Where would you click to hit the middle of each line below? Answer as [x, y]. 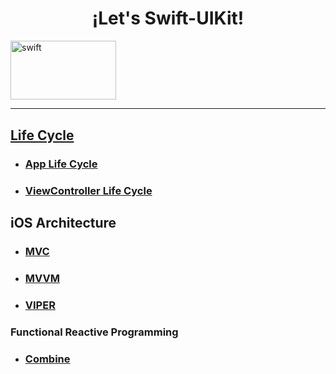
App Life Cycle [61, 164]
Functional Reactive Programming [94, 332]
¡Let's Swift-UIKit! [168, 18]
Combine [47, 359]
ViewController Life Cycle [88, 190]
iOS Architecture [63, 222]
